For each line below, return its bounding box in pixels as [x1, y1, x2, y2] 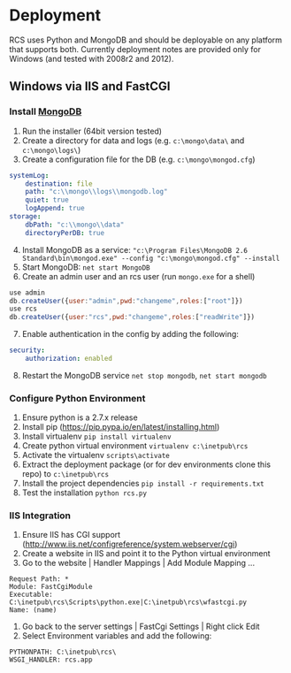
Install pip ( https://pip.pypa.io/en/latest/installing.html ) [21, 422, 220, 432]
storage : [9, 212, 42, 221]
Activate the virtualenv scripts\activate [21, 450, 171, 461]
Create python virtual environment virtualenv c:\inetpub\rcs [21, 440, 249, 451]
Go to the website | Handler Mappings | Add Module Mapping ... [21, 558, 255, 569]
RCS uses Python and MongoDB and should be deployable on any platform [9, 34, 283, 45]
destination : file [25, 179, 93, 188]
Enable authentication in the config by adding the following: [21, 329, 239, 340]
